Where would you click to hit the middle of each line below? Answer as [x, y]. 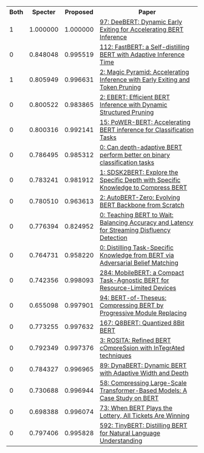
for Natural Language [130, 433]
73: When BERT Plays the [136, 408]
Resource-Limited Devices [138, 288]
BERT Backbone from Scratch [142, 205]
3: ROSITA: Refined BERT [135, 340]
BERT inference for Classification [147, 130]
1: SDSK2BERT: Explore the [139, 172]
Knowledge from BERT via [137, 255]
